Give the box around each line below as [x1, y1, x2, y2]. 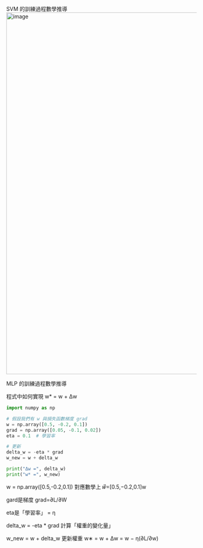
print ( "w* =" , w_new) [6, 471, 61, 477]
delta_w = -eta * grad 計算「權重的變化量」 [6, 521, 114, 529]
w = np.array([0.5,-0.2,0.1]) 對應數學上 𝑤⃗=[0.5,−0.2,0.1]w [6, 483, 147, 490]
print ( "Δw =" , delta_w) [6, 466, 66, 472]
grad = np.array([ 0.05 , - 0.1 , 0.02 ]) [6, 427, 101, 433]
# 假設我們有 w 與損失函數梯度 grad [6, 415, 88, 422]
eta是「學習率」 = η [6, 509, 56, 516]
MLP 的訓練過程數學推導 [6, 380, 67, 387]
